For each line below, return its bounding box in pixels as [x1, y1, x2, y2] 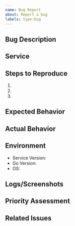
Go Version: [12, 160, 37, 166]
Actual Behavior [5, 124, 56, 133]
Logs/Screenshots [5, 179, 64, 188]
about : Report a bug [5, 12, 48, 17]
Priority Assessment [5, 197, 71, 205]
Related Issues [5, 213, 52, 222]
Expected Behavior [5, 107, 66, 116]
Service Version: [12, 154, 46, 160]
